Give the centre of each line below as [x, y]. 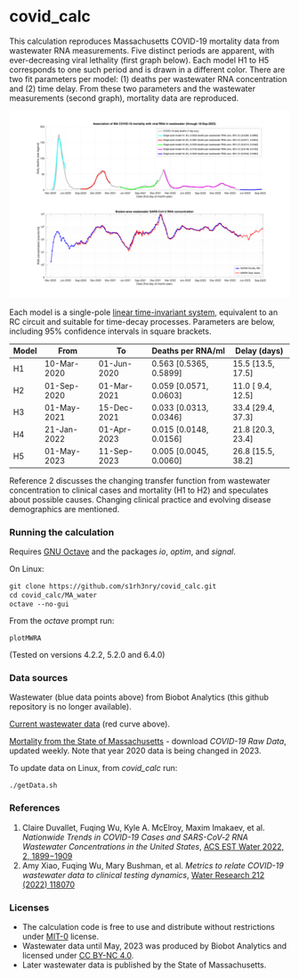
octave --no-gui [39, 604]
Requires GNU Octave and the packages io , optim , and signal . [122, 552]
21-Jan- [61, 429]
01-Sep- [62, 386]
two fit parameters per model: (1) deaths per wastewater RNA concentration [148, 79]
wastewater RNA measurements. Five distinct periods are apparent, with [142, 50]
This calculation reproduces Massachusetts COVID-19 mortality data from [145, 41]
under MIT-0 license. [61, 937]
